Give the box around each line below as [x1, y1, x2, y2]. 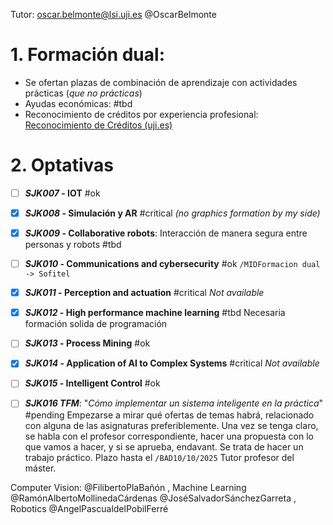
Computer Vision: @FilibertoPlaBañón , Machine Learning [10, 481, 247, 493]
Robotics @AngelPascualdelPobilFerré [10, 502, 169, 514]
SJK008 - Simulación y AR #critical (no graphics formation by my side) [24, 207, 321, 219]
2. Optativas [10, 154, 114, 177]
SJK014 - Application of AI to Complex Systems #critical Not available [24, 357, 320, 369]
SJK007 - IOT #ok [24, 187, 101, 199]
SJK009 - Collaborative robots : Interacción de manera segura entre [24, 227, 308, 239]
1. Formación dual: [10, 44, 165, 66]
